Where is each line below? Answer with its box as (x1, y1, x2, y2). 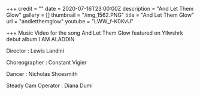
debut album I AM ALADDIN (6, 36, 75, 42)
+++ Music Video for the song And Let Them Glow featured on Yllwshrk (6, 29, 184, 36)
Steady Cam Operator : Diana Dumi (6, 82, 93, 89)
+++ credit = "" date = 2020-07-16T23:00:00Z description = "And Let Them (6, 5, 194, 12)
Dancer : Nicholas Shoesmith (6, 71, 78, 77)
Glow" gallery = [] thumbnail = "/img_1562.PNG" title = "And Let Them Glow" (6, 11, 195, 19)
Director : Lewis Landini (6, 47, 65, 54)
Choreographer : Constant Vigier (6, 59, 87, 66)
